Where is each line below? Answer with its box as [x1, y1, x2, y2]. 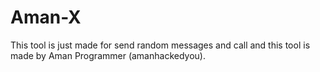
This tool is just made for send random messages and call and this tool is [10, 39, 311, 51]
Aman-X [10, 6, 82, 29]
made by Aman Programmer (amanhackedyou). [10, 49, 206, 61]
